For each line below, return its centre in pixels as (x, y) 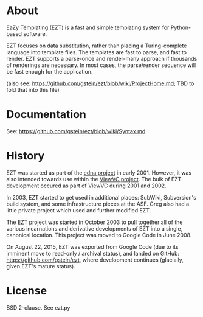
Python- (181, 27)
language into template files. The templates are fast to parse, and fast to (97, 52)
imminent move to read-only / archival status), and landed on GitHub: (93, 253)
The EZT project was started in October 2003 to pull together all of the (95, 222)
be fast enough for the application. (50, 71)
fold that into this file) (33, 89)
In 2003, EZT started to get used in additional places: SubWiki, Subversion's (101, 197)
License (27, 291)
